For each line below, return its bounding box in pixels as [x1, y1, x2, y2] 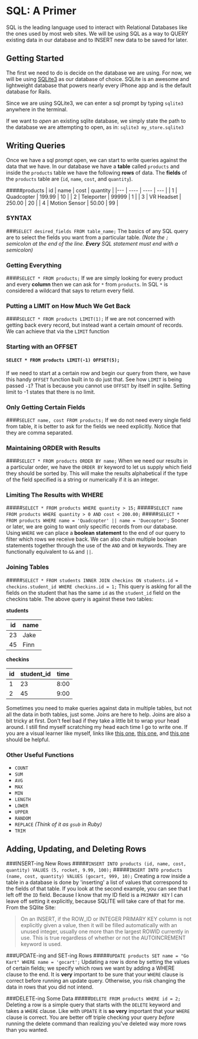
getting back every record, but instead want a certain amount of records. [6, 321, 184, 329]
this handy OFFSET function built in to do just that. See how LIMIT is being [6, 376, 182, 383]
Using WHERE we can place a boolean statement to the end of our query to [6, 530, 186, 537]
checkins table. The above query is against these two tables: [6, 595, 154, 602]
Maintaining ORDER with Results [6, 444, 101, 452]
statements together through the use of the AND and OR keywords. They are [6, 542, 187, 549]
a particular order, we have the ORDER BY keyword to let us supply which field [6, 463, 192, 471]
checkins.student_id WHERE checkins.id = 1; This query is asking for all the [6, 583, 192, 590]
